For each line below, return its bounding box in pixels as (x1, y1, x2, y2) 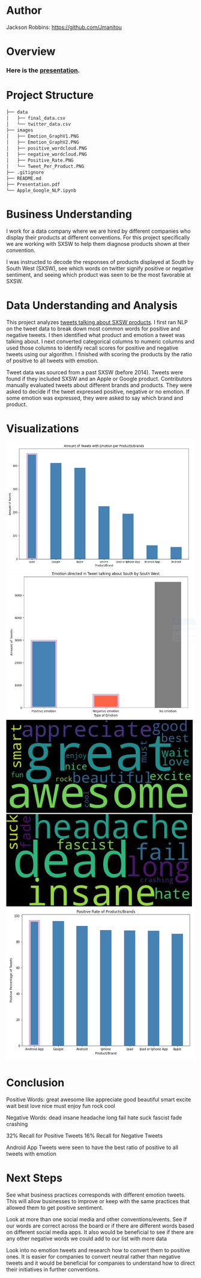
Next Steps (6, 1171, 63, 1185)
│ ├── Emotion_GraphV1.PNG (6, 133, 79, 139)
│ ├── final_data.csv (6, 115, 66, 121)
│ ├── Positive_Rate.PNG (6, 157, 74, 163)
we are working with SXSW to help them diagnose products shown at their (6, 240, 190, 247)
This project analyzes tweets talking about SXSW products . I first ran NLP (6, 318, 188, 326)
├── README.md (6, 175, 42, 181)
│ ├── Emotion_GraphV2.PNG (6, 139, 79, 145)
